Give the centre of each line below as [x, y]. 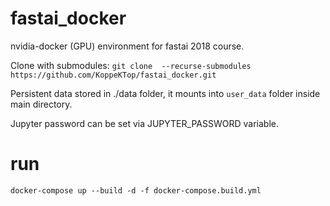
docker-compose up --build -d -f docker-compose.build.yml [136, 190]
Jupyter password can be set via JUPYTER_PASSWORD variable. [144, 123]
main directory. [41, 104]
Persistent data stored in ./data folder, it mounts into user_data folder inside [165, 93]
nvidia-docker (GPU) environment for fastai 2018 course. [127, 46]
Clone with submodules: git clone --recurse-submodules [131, 65]
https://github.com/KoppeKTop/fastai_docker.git [113, 75]
